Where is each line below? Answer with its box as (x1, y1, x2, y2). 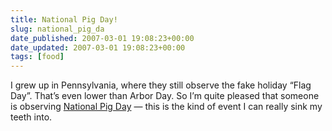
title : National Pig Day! (10, 14, 118, 25)
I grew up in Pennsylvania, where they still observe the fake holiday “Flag (10, 79, 312, 91)
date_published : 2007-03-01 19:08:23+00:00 (10, 33, 195, 43)
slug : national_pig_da (10, 24, 105, 34)
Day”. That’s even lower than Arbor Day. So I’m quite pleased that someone (10, 90, 320, 102)
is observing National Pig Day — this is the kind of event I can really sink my (10, 101, 323, 113)
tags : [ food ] (10, 52, 65, 62)
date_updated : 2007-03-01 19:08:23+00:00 (10, 42, 186, 53)
